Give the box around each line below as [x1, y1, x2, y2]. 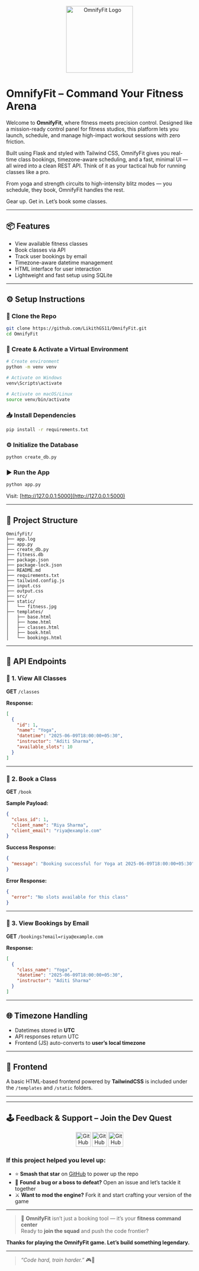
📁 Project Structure [6, 515, 78, 525]
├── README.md [6, 568, 41, 573]
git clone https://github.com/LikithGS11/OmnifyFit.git [6, 325, 147, 332]
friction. [6, 138, 25, 145]
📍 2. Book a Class [6, 775, 57, 783]
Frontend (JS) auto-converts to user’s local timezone [14, 1039, 146, 1046]
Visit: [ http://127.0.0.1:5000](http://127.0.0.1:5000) [6, 493, 126, 500]
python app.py [6, 481, 41, 488]
